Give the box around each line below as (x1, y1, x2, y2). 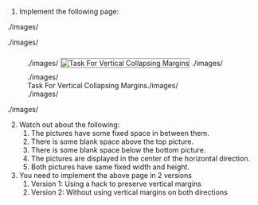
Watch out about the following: (18, 120, 120, 130)
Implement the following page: (18, 7, 119, 16)
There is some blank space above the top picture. (30, 137, 194, 146)
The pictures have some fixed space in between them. (30, 129, 209, 137)
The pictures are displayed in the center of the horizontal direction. (30, 154, 251, 163)
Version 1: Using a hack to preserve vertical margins (30, 179, 202, 188)
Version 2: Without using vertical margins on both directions (30, 188, 228, 197)
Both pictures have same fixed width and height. (30, 162, 190, 172)
